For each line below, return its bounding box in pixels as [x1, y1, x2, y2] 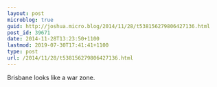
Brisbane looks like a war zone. [7, 73, 95, 82]
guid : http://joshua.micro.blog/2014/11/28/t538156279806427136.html [7, 23, 211, 29]
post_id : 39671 [7, 29, 51, 36]
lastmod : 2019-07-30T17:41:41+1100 [7, 42, 109, 49]
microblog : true [7, 16, 54, 23]
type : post [7, 49, 38, 55]
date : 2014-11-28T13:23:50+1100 [7, 36, 100, 42]
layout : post [7, 10, 45, 17]
